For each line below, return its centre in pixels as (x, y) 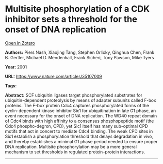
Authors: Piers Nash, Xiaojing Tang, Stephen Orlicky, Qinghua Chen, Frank (80, 52)
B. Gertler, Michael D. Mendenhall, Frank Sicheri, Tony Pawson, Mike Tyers (80, 57)
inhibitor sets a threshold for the (71, 19)
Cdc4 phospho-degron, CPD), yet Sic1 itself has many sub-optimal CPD (76, 126)
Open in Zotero (20, 43)
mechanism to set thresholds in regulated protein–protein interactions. (75, 152)
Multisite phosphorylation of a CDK (77, 9)
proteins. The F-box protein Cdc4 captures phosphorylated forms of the (77, 105)
